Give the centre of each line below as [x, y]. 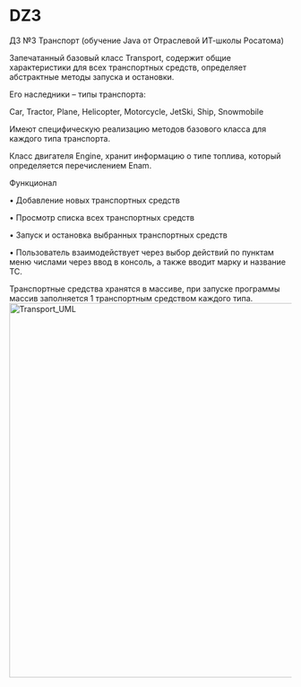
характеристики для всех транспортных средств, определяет [128, 67]
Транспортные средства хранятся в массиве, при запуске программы [145, 289]
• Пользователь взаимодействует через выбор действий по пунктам [142, 252]
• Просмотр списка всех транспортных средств [102, 217]
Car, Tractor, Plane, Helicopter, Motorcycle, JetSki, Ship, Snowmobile [137, 111]
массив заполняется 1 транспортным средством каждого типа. [131, 298]
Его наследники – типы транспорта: [77, 94]
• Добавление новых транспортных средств [95, 200]
